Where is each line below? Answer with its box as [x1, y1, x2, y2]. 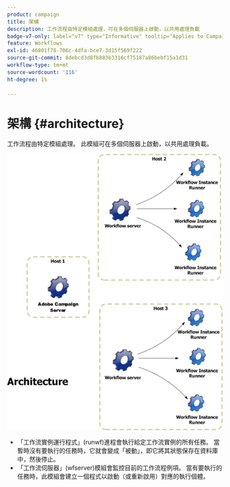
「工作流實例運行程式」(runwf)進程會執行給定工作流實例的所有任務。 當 [16, 438, 220, 446]
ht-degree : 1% [7, 76, 48, 83]
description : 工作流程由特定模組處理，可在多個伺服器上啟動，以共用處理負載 [7, 25, 200, 32]
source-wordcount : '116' [7, 68, 78, 75]
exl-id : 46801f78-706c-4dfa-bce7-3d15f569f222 [7, 47, 142, 54]
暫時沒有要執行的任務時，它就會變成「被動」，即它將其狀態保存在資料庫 [16, 446, 218, 455]
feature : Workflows [7, 40, 63, 47]
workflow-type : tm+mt [7, 62, 69, 68]
